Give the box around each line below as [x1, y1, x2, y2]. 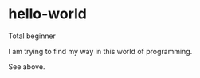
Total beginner [8, 31, 56, 41]
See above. [8, 61, 45, 72]
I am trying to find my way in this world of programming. [8, 46, 193, 56]
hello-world [8, 5, 88, 23]
